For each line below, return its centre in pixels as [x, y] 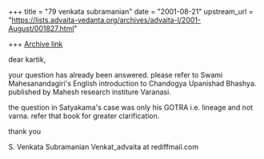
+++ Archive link [36, 44]
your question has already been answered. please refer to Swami [116, 75]
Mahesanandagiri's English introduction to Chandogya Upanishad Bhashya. [132, 83]
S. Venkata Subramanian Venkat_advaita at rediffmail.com [103, 147]
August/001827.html [41, 28]
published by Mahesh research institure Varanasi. [90, 92]
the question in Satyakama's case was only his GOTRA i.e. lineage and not [131, 107]
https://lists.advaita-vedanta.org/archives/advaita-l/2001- [106, 20]
